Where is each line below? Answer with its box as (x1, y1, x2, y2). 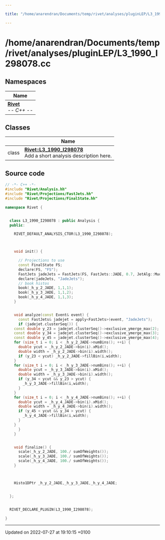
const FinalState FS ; (18, 263, 63, 268)
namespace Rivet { (5, 205, 43, 210)
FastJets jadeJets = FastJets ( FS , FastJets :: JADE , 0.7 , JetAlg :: (18, 271, 155, 276)
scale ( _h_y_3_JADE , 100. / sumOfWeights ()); (18, 454, 109, 459)
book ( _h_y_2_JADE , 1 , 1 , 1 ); (18, 285, 74, 291)
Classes (5, 124, 30, 132)
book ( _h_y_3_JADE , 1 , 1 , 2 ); (18, 290, 74, 295)
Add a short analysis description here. (24, 152, 112, 159)
